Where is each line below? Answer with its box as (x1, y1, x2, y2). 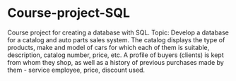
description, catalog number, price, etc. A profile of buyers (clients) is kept (7, 51, 224, 59)
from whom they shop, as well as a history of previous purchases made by (7, 58, 224, 66)
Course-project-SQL (7, 5, 131, 21)
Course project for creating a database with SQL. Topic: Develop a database (7, 28, 230, 37)
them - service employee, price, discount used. (7, 66, 146, 74)
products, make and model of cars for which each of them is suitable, (7, 43, 210, 51)
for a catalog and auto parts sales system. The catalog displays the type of (7, 35, 225, 44)
